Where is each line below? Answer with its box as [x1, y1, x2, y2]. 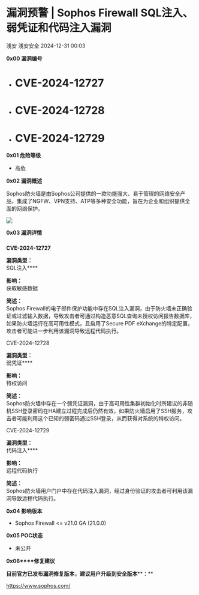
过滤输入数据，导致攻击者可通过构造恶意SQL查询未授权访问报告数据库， [16, 312, 195, 319]
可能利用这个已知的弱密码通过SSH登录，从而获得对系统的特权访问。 [16, 415, 185, 422]
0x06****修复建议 [6, 557, 55, 565]
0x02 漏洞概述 [6, 177, 43, 184]
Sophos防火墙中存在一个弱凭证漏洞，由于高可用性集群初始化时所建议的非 [6, 400, 188, 407]
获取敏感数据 [6, 285, 38, 292]
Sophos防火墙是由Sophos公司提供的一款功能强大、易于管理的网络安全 [6, 190, 181, 198]
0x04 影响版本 [6, 507, 43, 515]
